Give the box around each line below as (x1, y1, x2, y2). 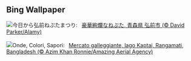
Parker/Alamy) (6, 28, 42, 35)
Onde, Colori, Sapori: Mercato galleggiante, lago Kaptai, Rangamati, (12, 41, 184, 48)
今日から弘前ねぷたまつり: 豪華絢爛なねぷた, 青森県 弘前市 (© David (12, 21, 185, 29)
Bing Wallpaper (6, 5, 65, 15)
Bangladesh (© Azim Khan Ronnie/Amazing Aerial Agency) (6, 48, 153, 55)
